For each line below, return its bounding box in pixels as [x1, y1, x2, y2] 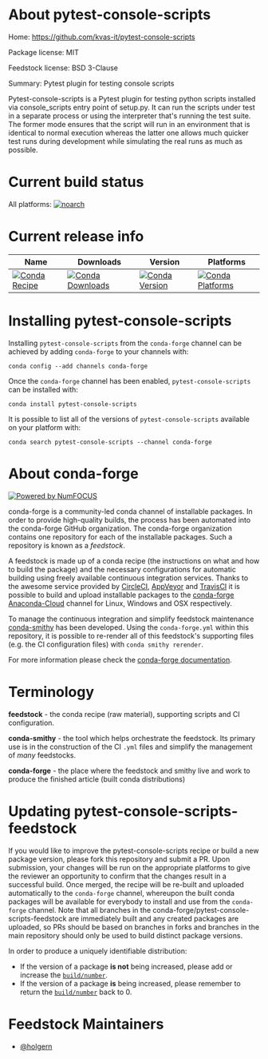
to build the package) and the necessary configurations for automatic [8, 564, 237, 574]
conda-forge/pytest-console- [152, 905, 250, 914]
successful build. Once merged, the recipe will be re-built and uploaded [8, 879, 245, 889]
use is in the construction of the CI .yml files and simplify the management [8, 742, 253, 751]
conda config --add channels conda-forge [8, 362, 148, 370]
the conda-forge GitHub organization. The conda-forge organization [8, 524, 233, 533]
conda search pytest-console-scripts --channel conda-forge [8, 438, 213, 446]
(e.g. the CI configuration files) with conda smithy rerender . [8, 639, 203, 649]
